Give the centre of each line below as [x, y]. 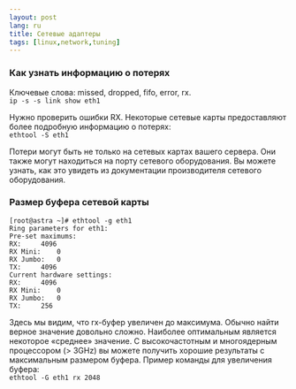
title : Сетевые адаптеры [55, 34]
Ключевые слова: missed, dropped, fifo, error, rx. [100, 92]
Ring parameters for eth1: [59, 228]
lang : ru [25, 26]
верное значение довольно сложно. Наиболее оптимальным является [143, 332]
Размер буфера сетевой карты [79, 202]
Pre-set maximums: [43, 236]
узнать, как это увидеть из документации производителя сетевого [136, 170]
